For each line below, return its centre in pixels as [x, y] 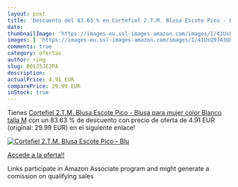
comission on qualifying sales [51, 176]
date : [15, 27]
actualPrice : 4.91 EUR [41, 79]
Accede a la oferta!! [36, 155]
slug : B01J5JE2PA [33, 66]
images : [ [22, 40]
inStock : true [28, 92]
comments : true [30, 47]
